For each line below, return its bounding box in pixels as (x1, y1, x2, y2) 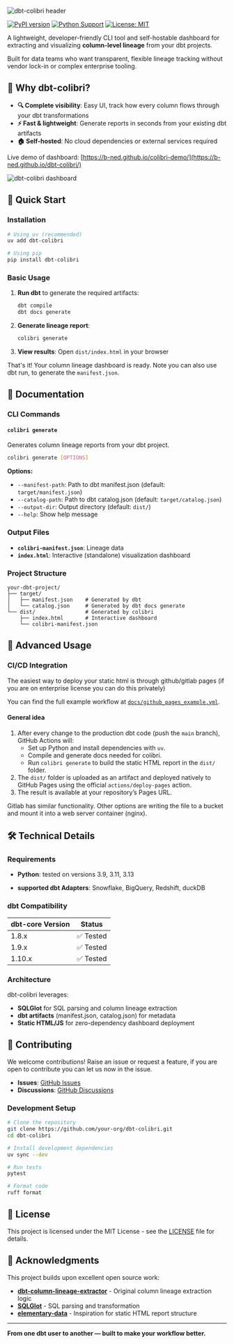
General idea (7, 713, 45, 722)
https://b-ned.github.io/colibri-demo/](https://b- (82, 153, 221, 161)
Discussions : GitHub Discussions (17, 1085, 114, 1094)
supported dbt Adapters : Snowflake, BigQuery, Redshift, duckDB (17, 884, 205, 892)
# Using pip (7, 250, 42, 257)
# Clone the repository (7, 1119, 77, 1126)
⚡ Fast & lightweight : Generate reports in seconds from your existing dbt (17, 119, 227, 127)
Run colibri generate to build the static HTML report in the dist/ (27, 758, 216, 767)
